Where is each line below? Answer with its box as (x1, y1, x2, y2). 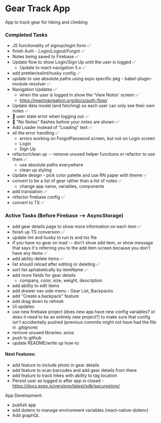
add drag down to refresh (12, 298, 64, 304)
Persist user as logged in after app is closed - (12, 377, 104, 383)
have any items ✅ (12, 250, 48, 256)
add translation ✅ (12, 188, 47, 194)
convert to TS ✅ (12, 200, 45, 206)
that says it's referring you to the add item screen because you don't (12, 245, 151, 251)
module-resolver (12, 81, 46, 87)
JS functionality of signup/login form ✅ (12, 43, 92, 49)
